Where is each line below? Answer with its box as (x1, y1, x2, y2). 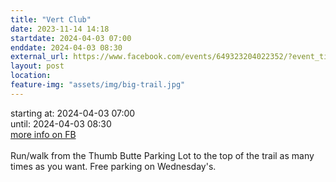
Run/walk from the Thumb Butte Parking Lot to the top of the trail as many (10, 149, 315, 161)
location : (10, 71, 52, 81)
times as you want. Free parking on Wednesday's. (10, 160, 217, 172)
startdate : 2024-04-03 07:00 (10, 33, 132, 43)
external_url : (10, 52, 70, 62)
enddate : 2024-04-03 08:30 (10, 42, 123, 53)
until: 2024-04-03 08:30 (10, 117, 112, 130)
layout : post (10, 61, 65, 71)
